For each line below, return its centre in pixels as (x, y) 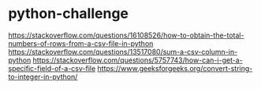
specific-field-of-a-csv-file (52, 68)
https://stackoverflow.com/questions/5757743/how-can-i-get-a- (138, 60)
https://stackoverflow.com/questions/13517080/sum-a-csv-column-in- (123, 52)
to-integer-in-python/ (43, 77)
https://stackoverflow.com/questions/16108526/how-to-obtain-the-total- (126, 35)
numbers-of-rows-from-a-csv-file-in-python (81, 43)
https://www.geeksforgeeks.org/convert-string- (175, 68)
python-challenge (68, 14)
